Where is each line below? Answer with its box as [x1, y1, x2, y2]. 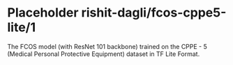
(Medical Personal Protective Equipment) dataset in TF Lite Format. [7, 50, 200, 58]
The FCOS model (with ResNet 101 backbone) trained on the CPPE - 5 [7, 42, 208, 50]
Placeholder [7, 5, 79, 21]
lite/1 [7, 19, 36, 35]
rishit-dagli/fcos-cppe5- [81, 5, 227, 21]
